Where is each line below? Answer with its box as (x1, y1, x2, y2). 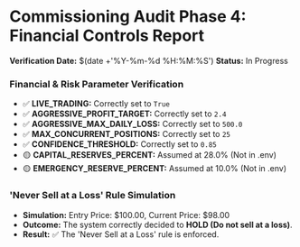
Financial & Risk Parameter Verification (9, 78, 184, 90)
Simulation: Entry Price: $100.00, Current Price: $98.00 (22, 209, 230, 220)
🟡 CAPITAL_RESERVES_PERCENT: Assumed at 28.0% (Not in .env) (22, 150, 277, 160)
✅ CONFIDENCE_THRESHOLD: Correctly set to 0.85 (22, 139, 217, 150)
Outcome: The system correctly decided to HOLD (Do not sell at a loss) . (22, 219, 293, 230)
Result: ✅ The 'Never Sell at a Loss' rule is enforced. (22, 228, 220, 240)
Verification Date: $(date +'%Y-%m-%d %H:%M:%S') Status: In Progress (9, 55, 289, 66)
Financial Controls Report (9, 25, 205, 46)
